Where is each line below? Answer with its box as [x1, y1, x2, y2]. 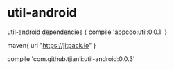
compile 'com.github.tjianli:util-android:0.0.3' [7, 54, 135, 63]
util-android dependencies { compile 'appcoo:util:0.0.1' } [7, 28, 168, 36]
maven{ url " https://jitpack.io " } [7, 41, 96, 49]
